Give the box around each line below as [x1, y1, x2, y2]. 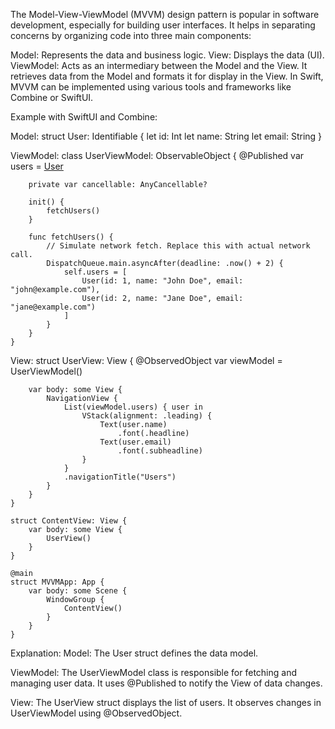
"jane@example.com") [10, 302, 97, 312]
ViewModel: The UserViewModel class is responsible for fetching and [10, 667, 298, 678]
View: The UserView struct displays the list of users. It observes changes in [10, 697, 322, 708]
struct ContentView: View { [10, 516, 128, 526]
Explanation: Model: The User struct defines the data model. [10, 647, 259, 659]
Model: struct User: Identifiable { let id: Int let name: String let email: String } [10, 130, 323, 142]
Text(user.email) [99, 437, 172, 447]
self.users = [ [63, 267, 128, 277]
